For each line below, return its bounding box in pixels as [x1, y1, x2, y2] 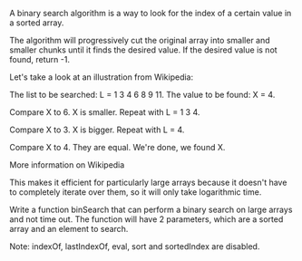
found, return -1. [9, 54, 71, 64]
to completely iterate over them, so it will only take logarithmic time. [9, 187, 262, 198]
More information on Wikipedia [9, 159, 125, 170]
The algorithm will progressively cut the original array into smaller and [9, 35, 270, 45]
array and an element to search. [9, 224, 129, 234]
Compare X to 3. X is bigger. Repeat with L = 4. [9, 124, 185, 135]
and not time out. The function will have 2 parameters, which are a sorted [9, 214, 284, 225]
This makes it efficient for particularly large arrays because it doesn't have [9, 177, 287, 188]
